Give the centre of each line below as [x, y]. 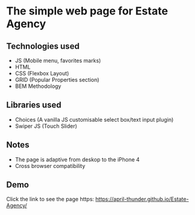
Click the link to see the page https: [50, 199]
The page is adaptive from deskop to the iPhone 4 [77, 159]
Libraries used [34, 105]
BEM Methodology [38, 86]
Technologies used [43, 46]
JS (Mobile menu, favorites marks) [58, 61]
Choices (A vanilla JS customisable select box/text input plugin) [94, 119]
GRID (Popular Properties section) [57, 80]
